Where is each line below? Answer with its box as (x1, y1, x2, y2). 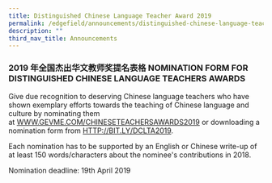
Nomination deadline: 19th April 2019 (8, 165, 131, 175)
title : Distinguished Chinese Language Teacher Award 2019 (8, 11, 212, 20)
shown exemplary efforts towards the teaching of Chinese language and (8, 100, 249, 110)
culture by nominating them (8, 108, 100, 118)
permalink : (8, 19, 45, 27)
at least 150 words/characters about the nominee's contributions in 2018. (8, 150, 252, 160)
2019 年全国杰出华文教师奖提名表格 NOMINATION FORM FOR (8, 62, 249, 73)
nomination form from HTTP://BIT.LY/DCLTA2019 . (8, 126, 174, 135)
